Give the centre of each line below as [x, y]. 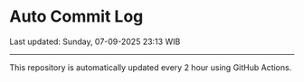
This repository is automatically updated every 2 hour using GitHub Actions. [151, 67]
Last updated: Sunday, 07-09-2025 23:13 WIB [95, 41]
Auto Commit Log [76, 17]
